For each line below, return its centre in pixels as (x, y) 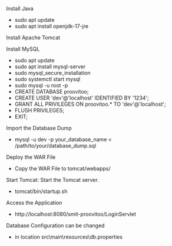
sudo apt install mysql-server (50, 67)
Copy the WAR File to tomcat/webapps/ (62, 168)
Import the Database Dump (39, 128)
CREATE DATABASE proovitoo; (52, 92)
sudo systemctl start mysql (47, 79)
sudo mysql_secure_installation (52, 73)
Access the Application (34, 203)
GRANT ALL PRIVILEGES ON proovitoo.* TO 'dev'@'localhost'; (90, 104)
